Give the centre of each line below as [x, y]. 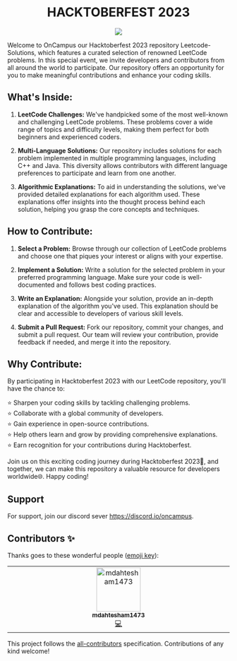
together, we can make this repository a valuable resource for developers [114, 469]
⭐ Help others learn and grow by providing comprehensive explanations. [113, 434]
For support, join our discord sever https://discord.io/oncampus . [101, 516]
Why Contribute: [45, 364]
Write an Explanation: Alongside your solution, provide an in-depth [115, 298]
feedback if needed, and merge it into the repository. [94, 342]
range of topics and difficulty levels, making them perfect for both [113, 129]
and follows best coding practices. [106, 285]
